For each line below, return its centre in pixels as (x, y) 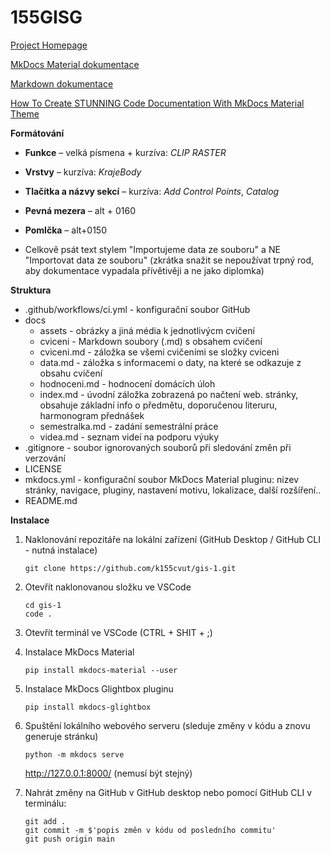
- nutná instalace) (61, 550)
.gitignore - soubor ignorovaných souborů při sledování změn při (158, 447)
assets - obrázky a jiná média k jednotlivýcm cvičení (147, 330)
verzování (45, 458)
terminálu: (45, 803)
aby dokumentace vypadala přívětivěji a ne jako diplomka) (144, 270)
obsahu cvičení (71, 373)
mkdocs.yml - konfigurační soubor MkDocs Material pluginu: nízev (162, 479)
